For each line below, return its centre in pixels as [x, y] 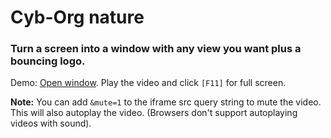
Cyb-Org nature [77, 17]
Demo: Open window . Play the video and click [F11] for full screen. [148, 83]
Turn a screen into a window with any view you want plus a [156, 49]
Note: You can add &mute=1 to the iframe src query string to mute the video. [166, 102]
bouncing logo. [48, 61]
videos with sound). [51, 123]
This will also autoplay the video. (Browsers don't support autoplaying [154, 113]
